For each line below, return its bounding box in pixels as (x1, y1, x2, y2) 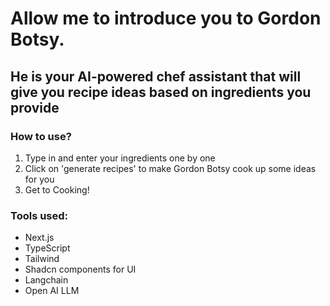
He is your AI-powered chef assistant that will (10, 68, 302, 85)
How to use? (10, 129, 72, 143)
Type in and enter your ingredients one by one (24, 152, 216, 164)
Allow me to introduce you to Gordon (10, 7, 322, 30)
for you (24, 173, 55, 185)
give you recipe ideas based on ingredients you (10, 83, 312, 101)
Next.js (24, 232, 55, 244)
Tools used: (10, 208, 69, 222)
